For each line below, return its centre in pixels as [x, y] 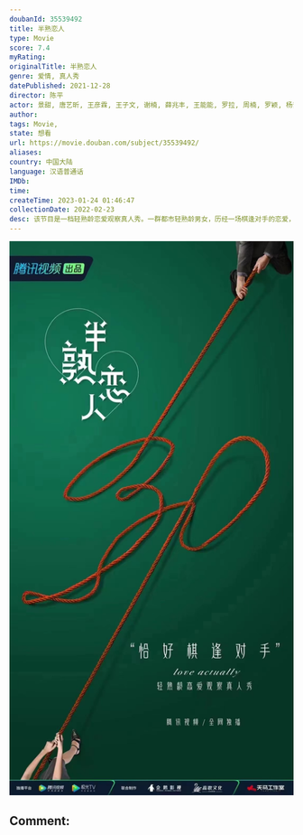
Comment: [40, 821]
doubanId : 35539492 [46, 19]
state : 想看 [30, 134]
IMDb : [19, 181]
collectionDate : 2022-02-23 [62, 210]
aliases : [26, 153]
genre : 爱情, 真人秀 [44, 77]
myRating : [28, 57]
